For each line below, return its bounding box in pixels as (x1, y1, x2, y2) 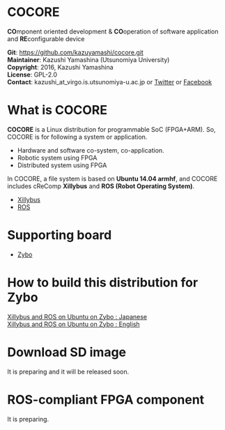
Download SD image (7, 344, 127, 360)
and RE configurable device (7, 34, 85, 43)
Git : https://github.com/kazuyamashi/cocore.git (7, 48, 144, 56)
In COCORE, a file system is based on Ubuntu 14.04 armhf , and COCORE (7, 174, 218, 183)
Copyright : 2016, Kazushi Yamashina (7, 63, 114, 71)
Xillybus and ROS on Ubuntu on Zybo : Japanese (7, 312, 148, 321)
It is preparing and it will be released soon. (7, 367, 130, 376)
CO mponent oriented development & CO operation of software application (7, 27, 219, 36)
